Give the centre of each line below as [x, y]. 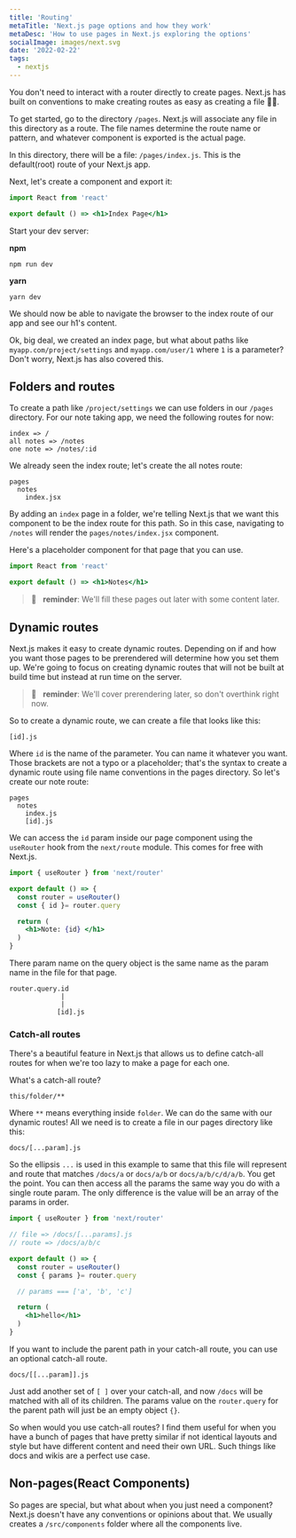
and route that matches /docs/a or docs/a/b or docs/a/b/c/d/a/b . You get [142, 1174]
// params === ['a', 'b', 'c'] [75, 1291]
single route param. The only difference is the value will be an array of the [144, 1193]
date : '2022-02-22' [45, 51]
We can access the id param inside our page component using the [131, 838]
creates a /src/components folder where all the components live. [126, 1524]
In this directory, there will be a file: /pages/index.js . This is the [125, 154]
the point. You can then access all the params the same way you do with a [145, 1183]
